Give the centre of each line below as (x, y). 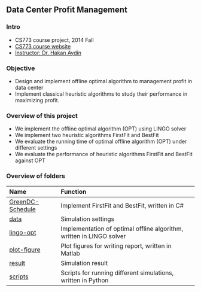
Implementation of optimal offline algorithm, (122, 229)
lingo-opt (23, 232)
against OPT (30, 160)
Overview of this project (42, 115)
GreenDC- (24, 202)
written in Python (85, 280)
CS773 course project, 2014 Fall (54, 40)
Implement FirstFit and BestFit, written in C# (122, 205)
